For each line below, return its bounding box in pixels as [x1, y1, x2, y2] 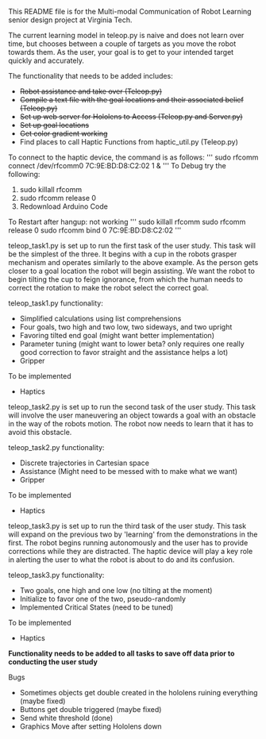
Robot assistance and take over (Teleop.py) [19, 87, 163, 96]
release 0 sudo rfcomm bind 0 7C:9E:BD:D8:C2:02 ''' [8, 225, 182, 235]
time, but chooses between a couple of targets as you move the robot [8, 39, 237, 48]
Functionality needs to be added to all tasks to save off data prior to [8, 649, 235, 658]
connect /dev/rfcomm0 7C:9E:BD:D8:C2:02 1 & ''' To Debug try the [8, 161, 226, 170]
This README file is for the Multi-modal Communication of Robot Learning [8, 7, 252, 16]
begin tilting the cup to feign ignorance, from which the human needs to [8, 275, 244, 284]
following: [8, 170, 40, 179]
